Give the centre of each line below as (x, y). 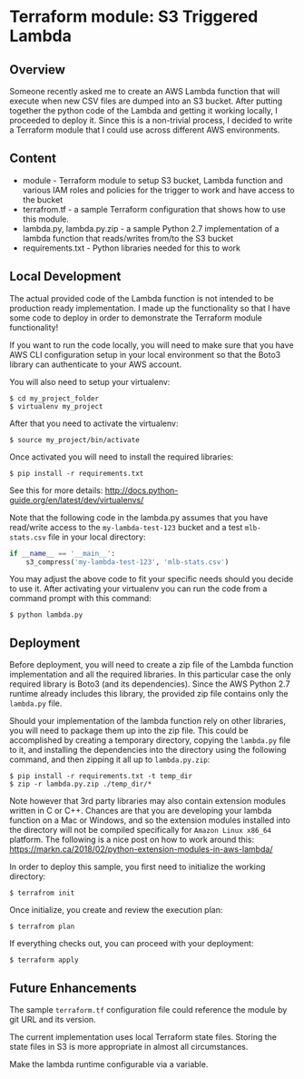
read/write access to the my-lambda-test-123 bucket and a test (126, 527)
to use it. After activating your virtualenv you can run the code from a (138, 589)
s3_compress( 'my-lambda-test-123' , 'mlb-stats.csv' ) (127, 562)
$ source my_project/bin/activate (75, 440)
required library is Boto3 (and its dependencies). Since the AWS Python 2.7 (150, 684)
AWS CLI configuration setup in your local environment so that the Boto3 (145, 354)
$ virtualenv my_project (56, 406)
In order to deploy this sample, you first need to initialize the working (137, 867)
